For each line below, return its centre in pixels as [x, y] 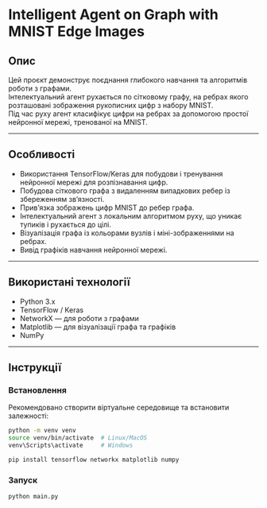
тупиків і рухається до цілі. [65, 224]
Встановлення [38, 390]
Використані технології [69, 283]
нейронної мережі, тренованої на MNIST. [78, 122]
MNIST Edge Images [77, 31]
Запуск [23, 480]
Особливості [42, 155]
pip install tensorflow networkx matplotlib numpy [94, 460]
